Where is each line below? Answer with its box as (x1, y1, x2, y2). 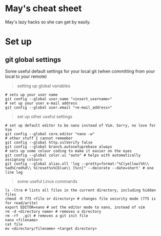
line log (5, 170, 23, 175)
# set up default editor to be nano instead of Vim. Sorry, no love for (5, 123, 156, 128)
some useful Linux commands (17, 178, 78, 184)
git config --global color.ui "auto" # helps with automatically (5, 153, 141, 158)
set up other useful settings (17, 113, 73, 119)
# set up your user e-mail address (5, 101, 78, 106)
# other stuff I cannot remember (5, 136, 73, 141)
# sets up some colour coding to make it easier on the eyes (5, 148, 132, 153)
